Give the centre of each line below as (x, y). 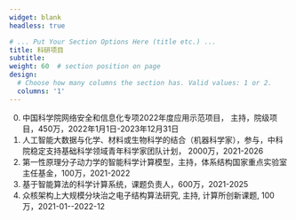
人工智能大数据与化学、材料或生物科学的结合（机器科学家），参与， (145, 139)
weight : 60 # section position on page (85, 67)
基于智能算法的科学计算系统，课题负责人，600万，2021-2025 (135, 184)
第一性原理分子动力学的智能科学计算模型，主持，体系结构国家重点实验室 (154, 161)
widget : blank (36, 17)
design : (24, 75)
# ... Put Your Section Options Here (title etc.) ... (113, 42)
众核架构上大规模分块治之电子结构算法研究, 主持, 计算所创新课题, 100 (148, 195)
